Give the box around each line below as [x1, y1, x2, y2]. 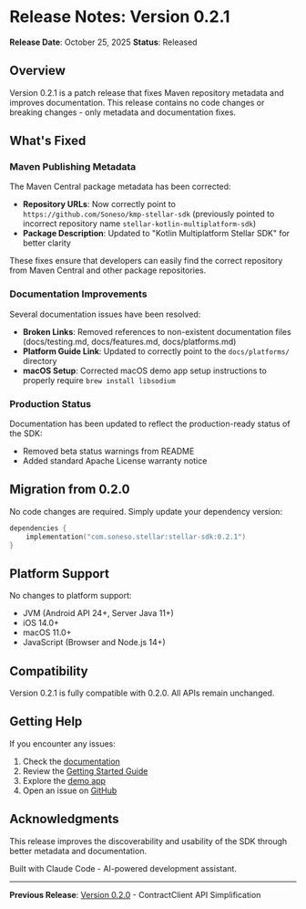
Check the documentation [22, 756, 121, 767]
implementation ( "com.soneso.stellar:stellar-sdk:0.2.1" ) [25, 532, 247, 541]
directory [22, 355, 57, 366]
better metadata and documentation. [9, 845, 148, 856]
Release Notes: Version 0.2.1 [9, 6, 230, 27]
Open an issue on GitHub [22, 785, 117, 796]
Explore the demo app [22, 775, 107, 786]
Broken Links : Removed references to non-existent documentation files [22, 326, 291, 337]
